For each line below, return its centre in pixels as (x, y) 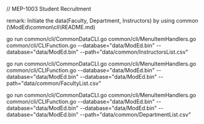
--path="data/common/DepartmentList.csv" (135, 115)
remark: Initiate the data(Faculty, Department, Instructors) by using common (102, 20)
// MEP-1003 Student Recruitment (49, 9)
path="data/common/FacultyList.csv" (54, 83)
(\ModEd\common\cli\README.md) (51, 27)
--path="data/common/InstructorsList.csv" (134, 52)
